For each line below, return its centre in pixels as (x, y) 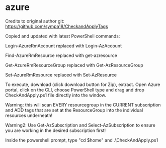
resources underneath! (29, 115)
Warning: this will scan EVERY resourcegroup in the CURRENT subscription (83, 104)
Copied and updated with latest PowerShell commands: (63, 36)
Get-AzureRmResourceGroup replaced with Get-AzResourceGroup (74, 65)
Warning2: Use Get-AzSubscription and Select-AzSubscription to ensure (80, 125)
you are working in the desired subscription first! (56, 130)
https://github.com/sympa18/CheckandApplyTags (57, 26)
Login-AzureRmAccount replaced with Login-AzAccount (64, 45)
